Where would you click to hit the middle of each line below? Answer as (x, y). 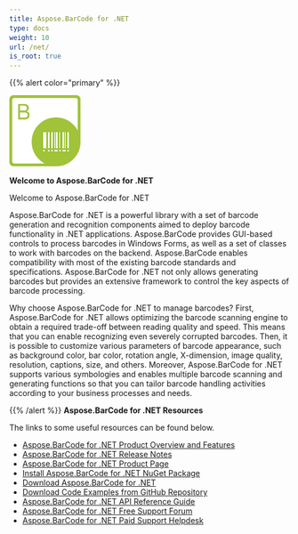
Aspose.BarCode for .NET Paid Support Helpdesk (113, 521)
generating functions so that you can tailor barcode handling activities (137, 384)
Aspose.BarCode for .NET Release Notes (97, 455)
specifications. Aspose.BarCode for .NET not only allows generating (134, 272)
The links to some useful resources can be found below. (112, 428)
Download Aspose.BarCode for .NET (89, 483)
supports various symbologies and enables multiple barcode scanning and (146, 375)
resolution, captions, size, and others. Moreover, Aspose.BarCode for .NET (146, 365)
